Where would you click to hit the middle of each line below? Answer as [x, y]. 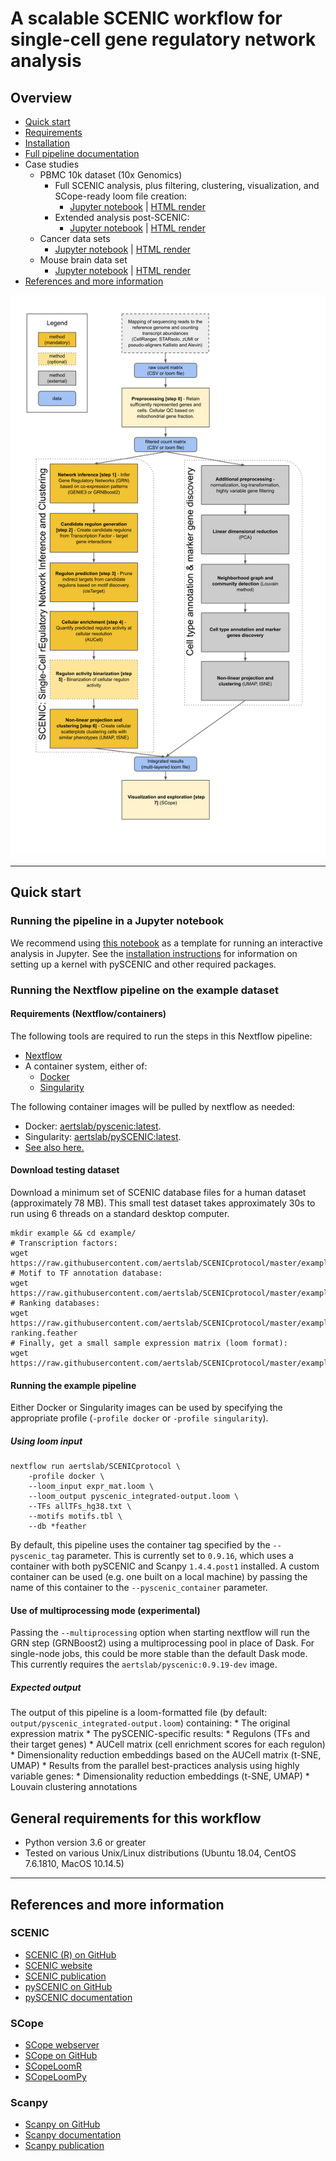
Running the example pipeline [73, 1385]
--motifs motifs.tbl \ [75, 1517]
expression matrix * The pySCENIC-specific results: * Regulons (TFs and [160, 1734]
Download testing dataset [65, 1170]
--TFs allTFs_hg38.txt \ [80, 1507]
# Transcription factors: [64, 1243]
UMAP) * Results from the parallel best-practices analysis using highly [155, 1766]
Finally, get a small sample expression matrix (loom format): [153, 1343]
